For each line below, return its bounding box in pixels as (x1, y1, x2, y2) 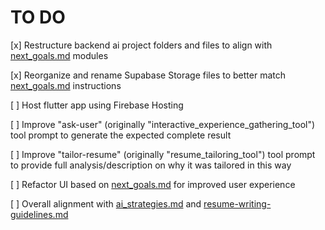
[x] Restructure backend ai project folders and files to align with (10, 39, 273, 51)
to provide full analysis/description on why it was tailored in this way (10, 159, 292, 171)
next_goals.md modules (10, 49, 109, 61)
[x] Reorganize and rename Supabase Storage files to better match (10, 69, 286, 81)
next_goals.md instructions (10, 79, 122, 91)
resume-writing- (203, 197, 272, 210)
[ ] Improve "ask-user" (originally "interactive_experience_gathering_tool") (10, 118, 316, 130)
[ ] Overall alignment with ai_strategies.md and (10, 197, 202, 210)
